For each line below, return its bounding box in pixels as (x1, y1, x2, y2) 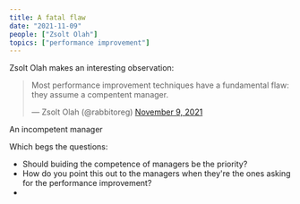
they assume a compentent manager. (30, 89, 168, 100)
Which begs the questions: (9, 141, 108, 152)
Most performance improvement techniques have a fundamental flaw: (30, 80, 289, 90)
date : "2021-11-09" (9, 21, 82, 30)
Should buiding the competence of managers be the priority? (21, 158, 248, 170)
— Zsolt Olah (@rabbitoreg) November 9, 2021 (30, 106, 203, 117)
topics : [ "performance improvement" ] (9, 38, 150, 47)
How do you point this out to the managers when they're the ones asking (21, 168, 291, 179)
